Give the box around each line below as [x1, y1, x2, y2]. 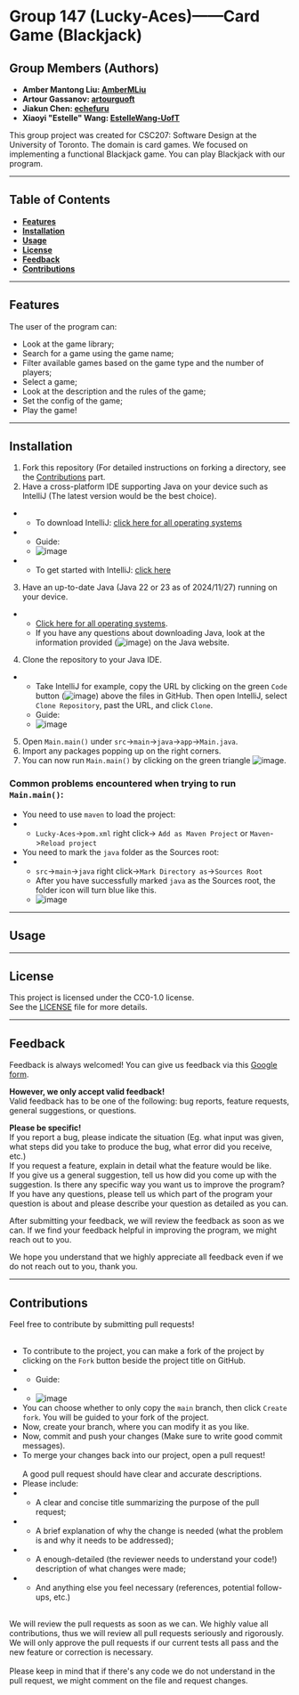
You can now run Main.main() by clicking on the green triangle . [21, 755, 287, 766]
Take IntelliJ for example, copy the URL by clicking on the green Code [35, 681, 287, 692]
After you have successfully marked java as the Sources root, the [35, 875, 276, 885]
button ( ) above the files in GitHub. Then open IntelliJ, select [35, 690, 287, 701]
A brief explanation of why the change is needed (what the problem [35, 1525, 283, 1536]
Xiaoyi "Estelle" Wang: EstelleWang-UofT [21, 113, 181, 123]
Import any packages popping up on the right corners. [21, 746, 222, 756]
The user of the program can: [9, 321, 117, 331]
